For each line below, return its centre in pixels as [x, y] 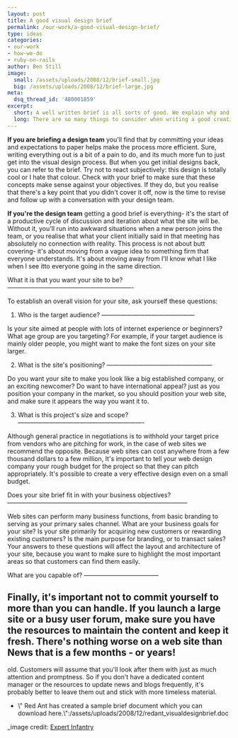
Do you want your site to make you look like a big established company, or [116, 378]
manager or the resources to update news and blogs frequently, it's [106, 685]
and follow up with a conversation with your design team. [91, 200]
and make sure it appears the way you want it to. [78, 401]
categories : [25, 40]
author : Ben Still [34, 67]
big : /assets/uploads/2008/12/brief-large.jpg [84, 86]
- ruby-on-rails [31, 60]
